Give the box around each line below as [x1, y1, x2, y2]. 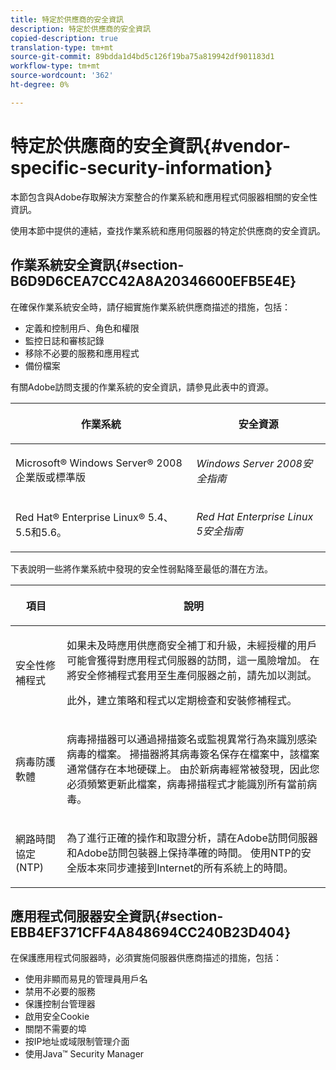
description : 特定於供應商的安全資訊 [10, 24, 151, 34]
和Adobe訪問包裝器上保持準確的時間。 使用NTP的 [66, 846, 302, 860]
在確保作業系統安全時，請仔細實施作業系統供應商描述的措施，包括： [10, 301, 291, 313]
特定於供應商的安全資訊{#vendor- [10, 134, 291, 157]
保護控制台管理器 [24, 998, 96, 1010]
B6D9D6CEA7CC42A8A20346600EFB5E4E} [10, 273, 297, 290]
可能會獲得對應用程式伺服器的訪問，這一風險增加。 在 [66, 653, 320, 667]
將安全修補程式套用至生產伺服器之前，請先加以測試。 [66, 668, 318, 682]
